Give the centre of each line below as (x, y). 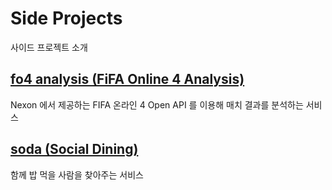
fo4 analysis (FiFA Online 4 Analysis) (127, 79)
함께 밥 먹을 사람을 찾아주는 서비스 (77, 174)
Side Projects (66, 18)
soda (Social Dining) (74, 149)
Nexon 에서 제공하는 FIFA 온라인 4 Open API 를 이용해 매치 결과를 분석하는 (157, 104)
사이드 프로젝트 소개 (49, 47)
